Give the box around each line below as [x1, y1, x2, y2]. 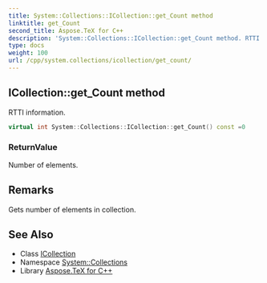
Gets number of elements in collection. [8, 204, 136, 214]
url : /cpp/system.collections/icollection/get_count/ [8, 57, 192, 65]
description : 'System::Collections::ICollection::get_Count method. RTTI [8, 34, 261, 42]
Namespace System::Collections [19, 257, 128, 267]
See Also [8, 228, 54, 241]
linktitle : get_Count [8, 19, 81, 27]
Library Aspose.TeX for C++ [19, 266, 113, 276]
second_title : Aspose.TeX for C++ [8, 26, 124, 34]
